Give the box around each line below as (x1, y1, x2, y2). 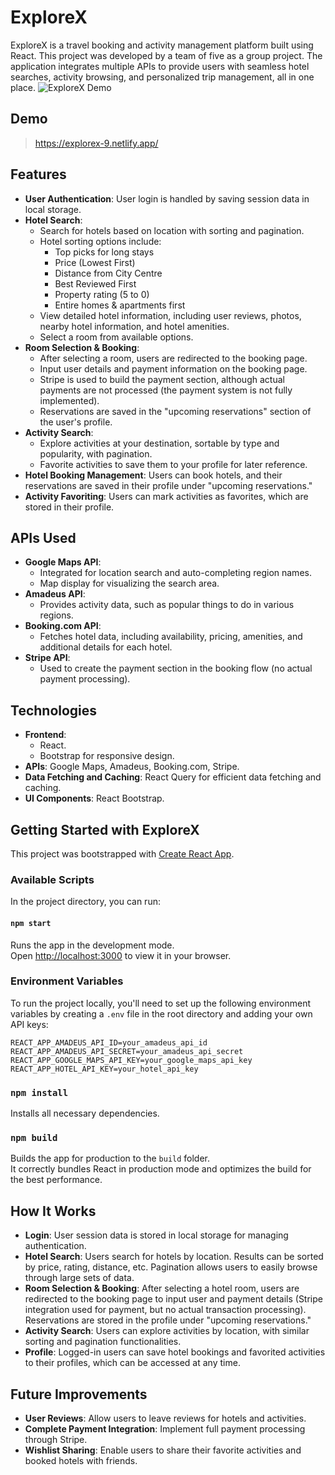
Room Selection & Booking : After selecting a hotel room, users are (24, 1282, 300, 1295)
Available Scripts (10, 872, 95, 886)
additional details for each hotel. (39, 641, 173, 653)
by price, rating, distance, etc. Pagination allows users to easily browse (24, 1261, 318, 1273)
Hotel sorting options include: (39, 235, 162, 247)
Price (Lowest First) (54, 256, 136, 268)
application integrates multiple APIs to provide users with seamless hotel (10, 60, 310, 72)
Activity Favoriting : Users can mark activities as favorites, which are (24, 490, 309, 502)
